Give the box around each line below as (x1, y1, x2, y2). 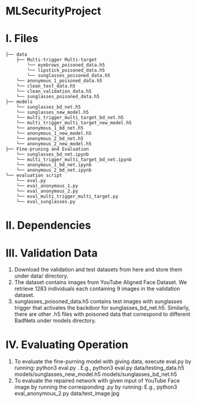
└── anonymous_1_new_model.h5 (16, 130, 92, 136)
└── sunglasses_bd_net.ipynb (16, 151, 89, 157)
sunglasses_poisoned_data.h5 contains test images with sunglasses (14, 298, 183, 305)
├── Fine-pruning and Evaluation (5, 146, 89, 153)
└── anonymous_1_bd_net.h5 (16, 125, 84, 132)
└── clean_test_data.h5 (16, 83, 76, 89)
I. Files (5, 32, 38, 46)
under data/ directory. (14, 272, 68, 280)
